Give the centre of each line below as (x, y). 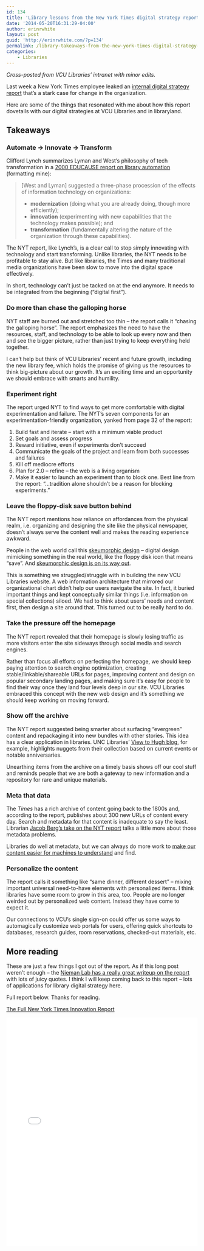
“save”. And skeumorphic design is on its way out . (69, 563)
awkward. (19, 539)
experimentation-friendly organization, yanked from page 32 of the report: (99, 420)
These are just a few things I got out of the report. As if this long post (93, 966)
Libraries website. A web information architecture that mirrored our (90, 581)
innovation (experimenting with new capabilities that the (101, 217)
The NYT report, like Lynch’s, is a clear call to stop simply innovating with (98, 248)
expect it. (18, 908)
